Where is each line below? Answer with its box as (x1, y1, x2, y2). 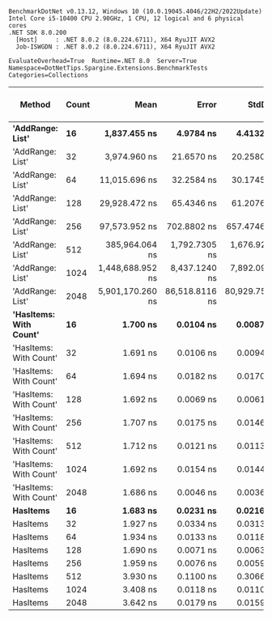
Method (19, 99, 51, 110)
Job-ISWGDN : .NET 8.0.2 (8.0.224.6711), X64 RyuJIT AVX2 (15, 43, 216, 51)
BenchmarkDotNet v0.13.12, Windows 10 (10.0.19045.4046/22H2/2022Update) (8, 7, 263, 15)
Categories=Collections (8, 71, 89, 79)
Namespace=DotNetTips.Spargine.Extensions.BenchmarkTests (8, 64, 208, 72)
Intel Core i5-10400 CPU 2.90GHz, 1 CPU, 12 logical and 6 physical (8, 15, 244, 23)
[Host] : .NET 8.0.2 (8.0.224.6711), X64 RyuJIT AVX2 (15, 36, 216, 44)
